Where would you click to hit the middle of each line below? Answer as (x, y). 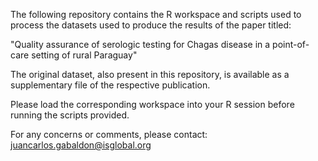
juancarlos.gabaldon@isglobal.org (81, 145)
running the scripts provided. (70, 115)
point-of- (291, 44)
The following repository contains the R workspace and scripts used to (156, 14)
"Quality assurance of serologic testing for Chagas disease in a (140, 44)
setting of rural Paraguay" (84, 55)
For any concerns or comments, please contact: (109, 134)
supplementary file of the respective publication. (110, 85)
